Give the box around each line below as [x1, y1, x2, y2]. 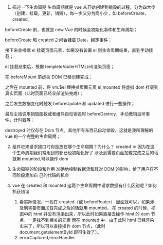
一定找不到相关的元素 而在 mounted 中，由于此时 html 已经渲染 [28, 217, 155, 223]
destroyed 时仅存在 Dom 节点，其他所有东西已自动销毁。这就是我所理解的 [5, 128, 153, 133]
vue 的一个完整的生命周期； [5, 133, 61, 139]
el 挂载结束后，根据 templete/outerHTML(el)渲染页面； [5, 64, 115, 69]
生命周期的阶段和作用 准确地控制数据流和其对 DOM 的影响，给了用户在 [12, 166, 154, 172]
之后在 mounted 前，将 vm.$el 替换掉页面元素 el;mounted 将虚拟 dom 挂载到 [5, 84, 159, 90]
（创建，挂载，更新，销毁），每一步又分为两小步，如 [12, 10, 117, 16]
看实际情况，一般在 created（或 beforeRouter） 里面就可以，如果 [19, 199, 150, 205]
